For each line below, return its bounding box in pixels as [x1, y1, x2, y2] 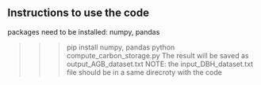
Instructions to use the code [7, 6, 150, 20]
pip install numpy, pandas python [66, 42, 175, 52]
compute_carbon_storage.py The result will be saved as [66, 50, 249, 60]
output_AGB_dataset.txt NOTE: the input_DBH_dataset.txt [66, 59, 254, 68]
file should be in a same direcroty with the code [66, 67, 223, 77]
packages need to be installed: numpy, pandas [7, 27, 160, 36]
